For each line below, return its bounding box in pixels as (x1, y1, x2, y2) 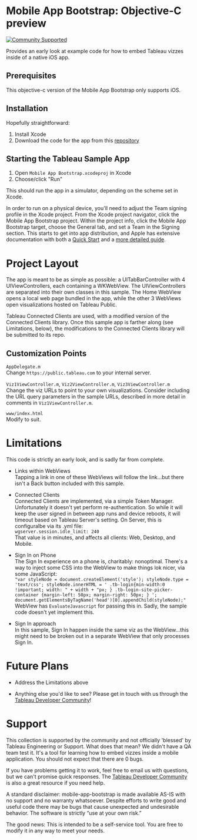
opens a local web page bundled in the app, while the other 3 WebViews (6, 295, 181, 302)
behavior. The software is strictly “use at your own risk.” (6, 809, 142, 816)
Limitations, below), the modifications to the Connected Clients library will (6, 325, 185, 332)
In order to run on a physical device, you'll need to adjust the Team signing (6, 205, 187, 212)
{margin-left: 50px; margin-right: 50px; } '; (41, 592, 158, 598)
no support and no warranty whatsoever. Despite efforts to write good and (6, 796, 186, 804)
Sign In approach (14, 620, 56, 627)
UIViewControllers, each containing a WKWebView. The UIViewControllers (6, 283, 186, 290)
